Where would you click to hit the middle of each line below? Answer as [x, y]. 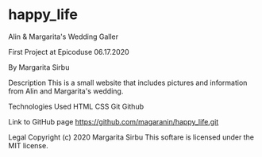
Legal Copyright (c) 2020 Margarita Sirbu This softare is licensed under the [131, 137]
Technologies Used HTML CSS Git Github [76, 106]
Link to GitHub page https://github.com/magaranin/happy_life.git [114, 121]
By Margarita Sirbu [39, 67]
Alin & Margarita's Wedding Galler [64, 36]
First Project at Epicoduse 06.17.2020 [69, 52]
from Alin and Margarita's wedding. [66, 91]
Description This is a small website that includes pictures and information [128, 82]
